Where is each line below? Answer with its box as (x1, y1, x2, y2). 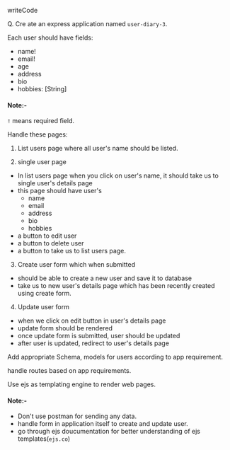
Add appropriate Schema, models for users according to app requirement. (7, 353, 224, 362)
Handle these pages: (7, 130, 68, 139)
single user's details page (17, 179, 93, 187)
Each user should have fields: (7, 33, 93, 42)
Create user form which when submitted (17, 260, 136, 269)
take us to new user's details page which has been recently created (17, 282, 215, 290)
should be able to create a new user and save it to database (17, 274, 192, 282)
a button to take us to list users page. (17, 247, 126, 255)
